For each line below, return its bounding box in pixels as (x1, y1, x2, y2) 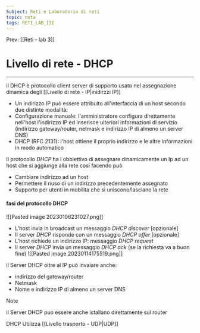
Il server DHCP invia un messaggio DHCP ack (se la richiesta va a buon (14, 243, 190, 250)
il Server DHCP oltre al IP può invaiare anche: (6, 261, 117, 268)
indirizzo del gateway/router (14, 273, 84, 280)
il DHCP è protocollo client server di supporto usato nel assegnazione (6, 82, 177, 89)
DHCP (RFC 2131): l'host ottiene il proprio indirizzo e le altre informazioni (14, 138, 193, 145)
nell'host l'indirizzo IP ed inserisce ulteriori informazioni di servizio (14, 119, 177, 126)
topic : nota (6, 14, 36, 20)
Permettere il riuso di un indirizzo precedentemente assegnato (14, 180, 168, 187)
